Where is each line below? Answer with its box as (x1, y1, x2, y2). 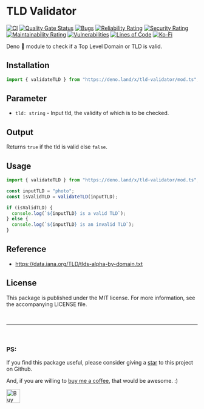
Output (6, 127, 33, 138)
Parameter (6, 93, 47, 104)
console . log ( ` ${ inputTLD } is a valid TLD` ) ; (12, 210, 126, 217)
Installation (6, 60, 50, 71)
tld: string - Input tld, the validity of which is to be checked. (15, 110, 169, 117)
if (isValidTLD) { (6, 204, 53, 211)
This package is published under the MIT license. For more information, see (6, 294, 195, 301)
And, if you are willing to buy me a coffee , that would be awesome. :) (6, 377, 178, 384)
